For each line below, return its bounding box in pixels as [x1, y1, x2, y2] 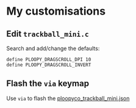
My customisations [6, 4, 106, 18]
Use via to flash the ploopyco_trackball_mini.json [6, 95, 130, 102]
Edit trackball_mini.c [6, 29, 90, 39]
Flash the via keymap [6, 78, 90, 89]
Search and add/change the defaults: [6, 45, 100, 52]
